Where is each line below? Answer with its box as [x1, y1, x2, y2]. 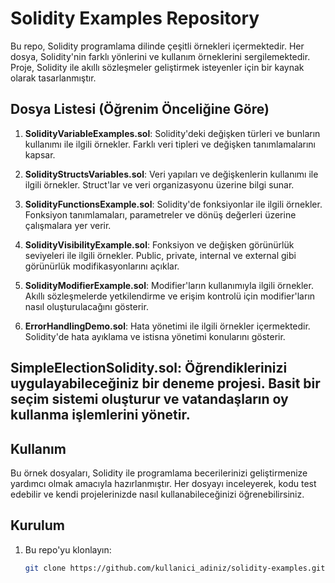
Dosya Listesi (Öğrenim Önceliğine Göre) [10, 101, 270, 118]
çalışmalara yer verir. [24, 219, 112, 231]
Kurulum [10, 517, 66, 534]
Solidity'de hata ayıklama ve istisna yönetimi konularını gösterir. [24, 330, 286, 342]
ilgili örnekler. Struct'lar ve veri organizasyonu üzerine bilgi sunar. [24, 178, 295, 191]
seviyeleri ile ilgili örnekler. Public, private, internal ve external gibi [24, 249, 297, 261]
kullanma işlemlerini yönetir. [10, 407, 191, 424]
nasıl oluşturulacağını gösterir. [24, 300, 149, 312]
